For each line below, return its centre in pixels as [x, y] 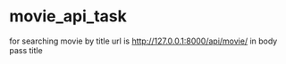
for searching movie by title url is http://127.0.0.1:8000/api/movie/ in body [143, 41]
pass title [26, 50]
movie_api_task [68, 16]
